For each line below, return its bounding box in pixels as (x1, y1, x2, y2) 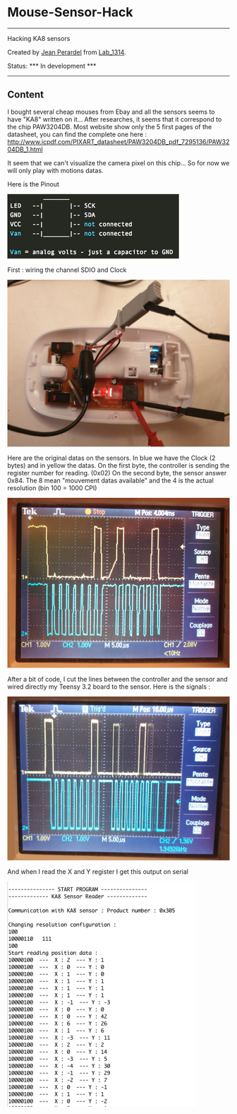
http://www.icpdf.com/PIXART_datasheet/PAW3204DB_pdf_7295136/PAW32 (7, 137, 230, 146)
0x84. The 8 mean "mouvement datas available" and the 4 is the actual (7, 476, 214, 485)
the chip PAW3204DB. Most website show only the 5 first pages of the (7, 122, 212, 131)
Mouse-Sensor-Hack (7, 4, 133, 20)
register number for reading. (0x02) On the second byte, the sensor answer (7, 468, 227, 477)
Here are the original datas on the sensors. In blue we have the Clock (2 (7, 454, 216, 462)
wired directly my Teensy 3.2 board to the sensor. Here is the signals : (7, 682, 210, 691)
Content (7, 89, 44, 101)
